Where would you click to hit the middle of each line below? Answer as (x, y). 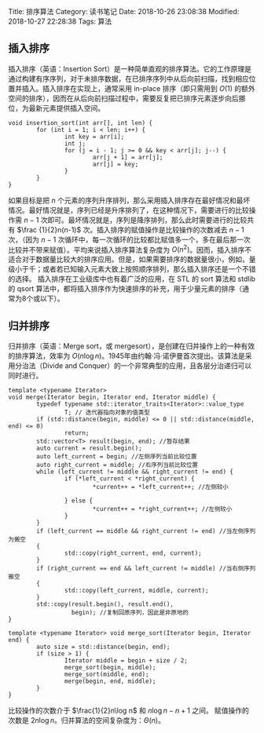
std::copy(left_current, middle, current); (137, 591)
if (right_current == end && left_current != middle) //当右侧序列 (146, 569)
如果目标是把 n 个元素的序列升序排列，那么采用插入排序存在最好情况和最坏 (129, 200)
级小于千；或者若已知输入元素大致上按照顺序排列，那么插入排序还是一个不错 (132, 269)
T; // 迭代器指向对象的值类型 (107, 413)
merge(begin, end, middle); (110, 681)
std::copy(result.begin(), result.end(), (105, 604)
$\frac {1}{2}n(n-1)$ (49, 229)
